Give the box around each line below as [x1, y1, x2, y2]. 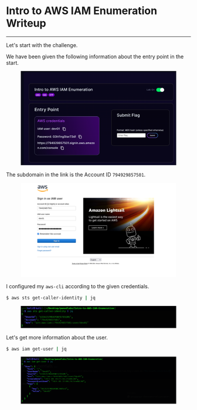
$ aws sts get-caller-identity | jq [6, 295, 96, 301]
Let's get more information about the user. [6, 334, 108, 341]
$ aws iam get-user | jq [6, 346, 67, 352]
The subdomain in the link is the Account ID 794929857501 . [6, 171, 146, 178]
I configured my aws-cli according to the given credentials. [6, 283, 150, 290]
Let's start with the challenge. [6, 41, 78, 48]
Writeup [6, 16, 46, 30]
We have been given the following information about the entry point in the [6, 53, 184, 60]
